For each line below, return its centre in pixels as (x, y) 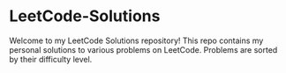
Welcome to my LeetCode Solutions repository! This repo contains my (136, 40)
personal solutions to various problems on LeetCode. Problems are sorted (143, 49)
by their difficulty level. (51, 59)
